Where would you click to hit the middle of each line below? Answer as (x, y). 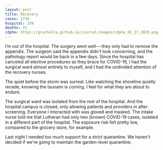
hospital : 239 (20, 23)
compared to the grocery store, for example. (50, 127)
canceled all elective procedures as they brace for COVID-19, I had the (76, 62)
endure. (13, 92)
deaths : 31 (16, 28)
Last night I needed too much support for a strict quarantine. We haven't (78, 137)
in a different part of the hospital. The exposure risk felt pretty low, (72, 122)
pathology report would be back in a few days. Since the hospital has (74, 56)
